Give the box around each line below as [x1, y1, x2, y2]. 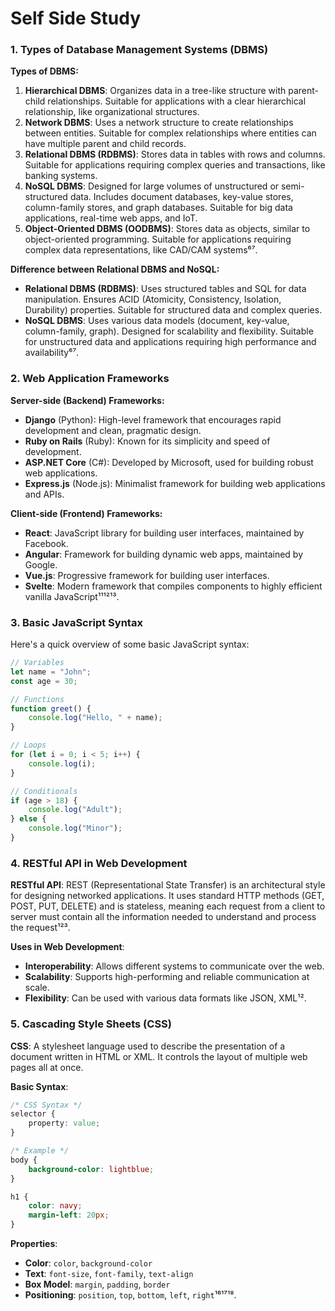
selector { [10, 1109, 56, 1119]
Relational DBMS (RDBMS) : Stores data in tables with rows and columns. [24, 148, 326, 161]
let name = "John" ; [10, 667, 92, 677]
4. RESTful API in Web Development [10, 856, 188, 870]
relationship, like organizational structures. [24, 106, 200, 118]
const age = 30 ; [10, 676, 78, 686]
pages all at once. [10, 1061, 84, 1073]
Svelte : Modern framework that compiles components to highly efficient [24, 580, 323, 592]
